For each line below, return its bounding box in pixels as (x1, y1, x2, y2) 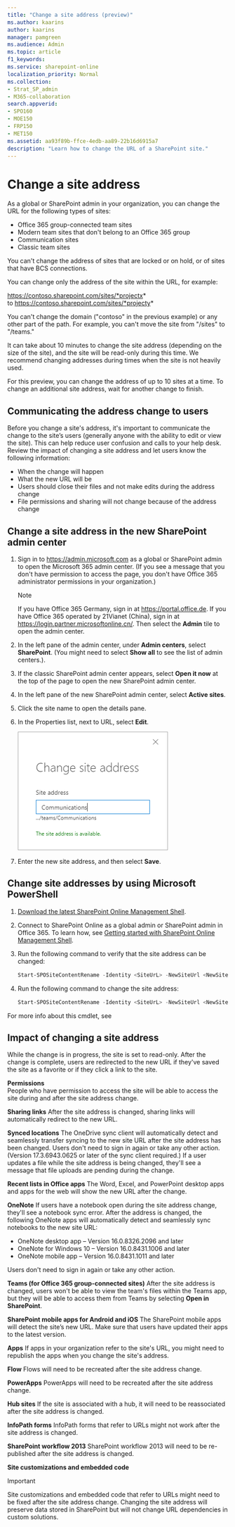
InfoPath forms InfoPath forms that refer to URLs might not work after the (7, 1421, 220, 1429)
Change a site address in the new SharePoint (7, 525, 207, 537)
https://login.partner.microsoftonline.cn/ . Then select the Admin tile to (17, 620, 220, 628)
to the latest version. (7, 1331, 67, 1339)
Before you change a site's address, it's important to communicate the (7, 424, 210, 432)
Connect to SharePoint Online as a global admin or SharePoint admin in (17, 921, 223, 929)
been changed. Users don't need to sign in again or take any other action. (7, 1144, 220, 1152)
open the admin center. (17, 627, 85, 635)
